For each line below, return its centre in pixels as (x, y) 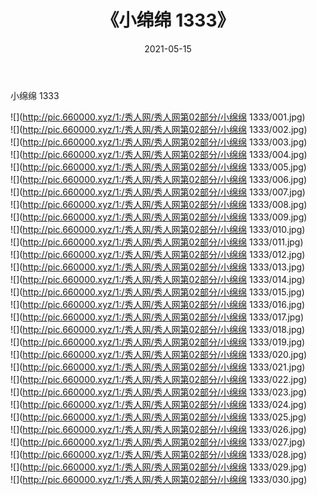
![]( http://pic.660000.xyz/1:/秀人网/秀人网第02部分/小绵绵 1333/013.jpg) (158, 267)
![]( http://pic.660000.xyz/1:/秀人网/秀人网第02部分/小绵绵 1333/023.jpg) (159, 392)
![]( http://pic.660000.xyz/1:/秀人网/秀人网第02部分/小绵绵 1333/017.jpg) (157, 317)
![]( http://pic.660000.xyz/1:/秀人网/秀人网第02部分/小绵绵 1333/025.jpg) (158, 417)
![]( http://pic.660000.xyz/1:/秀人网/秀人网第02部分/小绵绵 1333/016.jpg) (158, 304)
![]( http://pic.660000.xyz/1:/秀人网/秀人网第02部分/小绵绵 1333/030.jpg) (159, 479)
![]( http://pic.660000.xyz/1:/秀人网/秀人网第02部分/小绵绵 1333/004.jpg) (159, 154)
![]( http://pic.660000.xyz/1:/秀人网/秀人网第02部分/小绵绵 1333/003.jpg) (159, 142)
